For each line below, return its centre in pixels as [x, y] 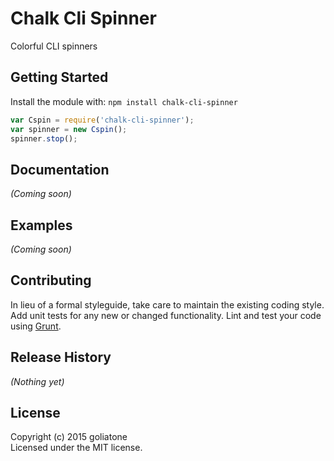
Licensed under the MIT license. [76, 448]
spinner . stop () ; [44, 138]
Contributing [51, 280]
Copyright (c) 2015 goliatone [69, 437]
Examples [41, 225]
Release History [61, 357]
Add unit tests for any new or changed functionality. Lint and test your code [166, 315]
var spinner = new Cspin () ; [69, 129]
